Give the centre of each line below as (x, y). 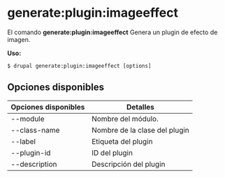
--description (34, 164)
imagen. (19, 39)
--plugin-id (31, 153)
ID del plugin (112, 153)
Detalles (141, 107)
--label (23, 141)
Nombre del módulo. (125, 119)
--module (28, 119)
